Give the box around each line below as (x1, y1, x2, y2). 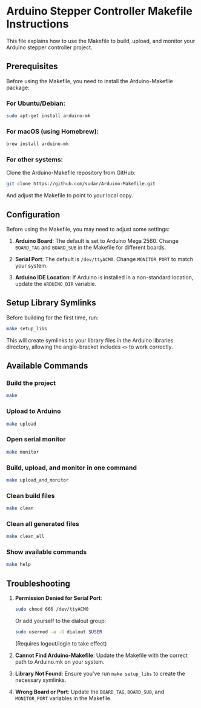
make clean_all (6, 533, 45, 540)
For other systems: (6, 155, 64, 164)
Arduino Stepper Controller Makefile (6, 4, 193, 18)
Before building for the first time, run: (6, 314, 99, 321)
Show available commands (6, 548, 87, 556)
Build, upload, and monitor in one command (6, 463, 137, 472)
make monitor (6, 449, 39, 455)
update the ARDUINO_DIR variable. (15, 281, 97, 288)
